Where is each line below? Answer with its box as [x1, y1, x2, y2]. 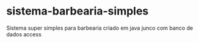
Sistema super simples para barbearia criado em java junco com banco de [6, 24, 194, 31]
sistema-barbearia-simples [6, 4, 149, 18]
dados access [6, 30, 42, 38]
